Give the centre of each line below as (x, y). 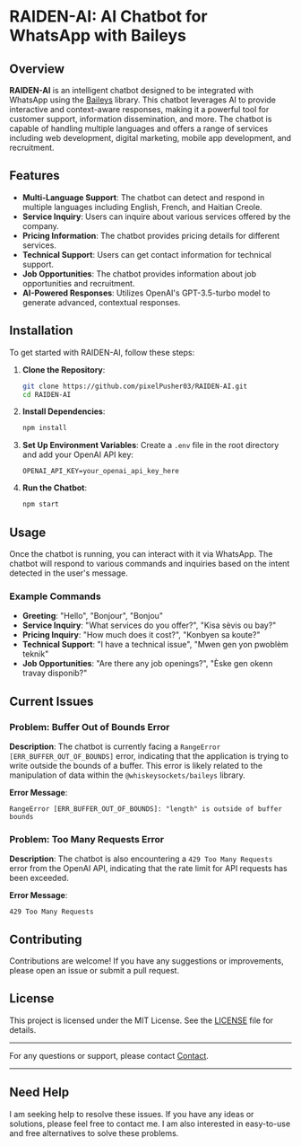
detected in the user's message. (69, 573)
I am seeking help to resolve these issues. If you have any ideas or (132, 1114)
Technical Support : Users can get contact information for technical (146, 254)
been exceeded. (39, 878)
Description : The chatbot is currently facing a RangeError (115, 746)
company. (41, 225)
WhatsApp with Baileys (98, 35)
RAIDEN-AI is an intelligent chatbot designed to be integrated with (131, 90)
